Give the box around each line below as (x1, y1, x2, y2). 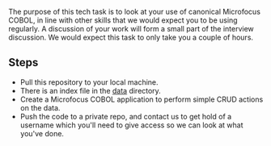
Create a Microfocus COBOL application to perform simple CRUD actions (19, 94, 264, 104)
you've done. (19, 128, 65, 138)
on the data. (19, 102, 61, 112)
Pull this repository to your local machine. (19, 77, 159, 87)
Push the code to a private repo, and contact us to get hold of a (19, 111, 232, 121)
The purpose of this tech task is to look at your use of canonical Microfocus (8, 7, 261, 16)
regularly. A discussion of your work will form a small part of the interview (8, 24, 255, 33)
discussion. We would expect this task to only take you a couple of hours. (8, 32, 253, 42)
